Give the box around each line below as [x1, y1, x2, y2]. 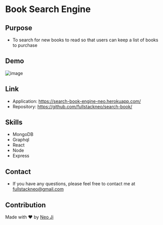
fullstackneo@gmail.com [12, 186, 64, 192]
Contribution [5, 200, 46, 209]
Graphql [12, 137, 30, 143]
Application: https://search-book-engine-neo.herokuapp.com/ [12, 98, 141, 104]
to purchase [12, 42, 38, 48]
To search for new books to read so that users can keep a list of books [12, 37, 158, 43]
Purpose [5, 24, 33, 32]
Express [12, 153, 30, 159]
